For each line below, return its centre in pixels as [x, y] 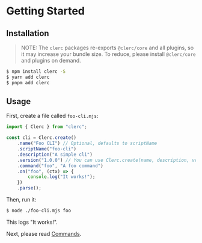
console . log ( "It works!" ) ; [62, 177]
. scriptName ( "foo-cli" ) [47, 149]
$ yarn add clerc [28, 77]
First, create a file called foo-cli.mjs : [52, 116]
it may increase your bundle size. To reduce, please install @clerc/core [108, 54]
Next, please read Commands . [44, 233]
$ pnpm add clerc [28, 82]
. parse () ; [29, 188]
